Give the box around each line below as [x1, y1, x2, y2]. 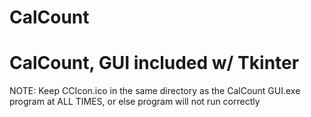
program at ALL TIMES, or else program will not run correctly [9, 96, 261, 108]
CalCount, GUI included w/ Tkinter [9, 52, 300, 75]
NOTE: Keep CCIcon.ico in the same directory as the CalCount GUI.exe [9, 85, 301, 97]
